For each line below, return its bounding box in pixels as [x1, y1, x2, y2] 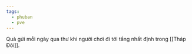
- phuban [11, 14, 33, 20]
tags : [6, 8, 19, 15]
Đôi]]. [6, 42, 20, 49]
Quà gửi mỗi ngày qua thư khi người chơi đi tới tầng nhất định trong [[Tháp [6, 36, 187, 43]
